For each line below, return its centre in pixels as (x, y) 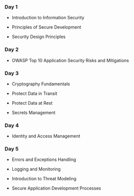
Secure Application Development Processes (56, 188)
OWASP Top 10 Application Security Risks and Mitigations (70, 60)
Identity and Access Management (46, 136)
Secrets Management (33, 113)
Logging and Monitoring (36, 169)
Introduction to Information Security (48, 18)
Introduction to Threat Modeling (44, 179)
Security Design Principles (39, 37)
